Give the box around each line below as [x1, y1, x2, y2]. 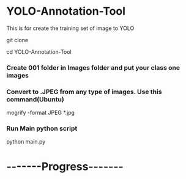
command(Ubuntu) [6, 95, 64, 103]
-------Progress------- [6, 159, 124, 174]
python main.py [6, 138, 46, 145]
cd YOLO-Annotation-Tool [6, 48, 72, 56]
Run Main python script [6, 124, 78, 133]
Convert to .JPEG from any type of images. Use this [6, 87, 162, 96]
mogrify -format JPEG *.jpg [6, 109, 75, 117]
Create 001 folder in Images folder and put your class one [6, 63, 180, 71]
